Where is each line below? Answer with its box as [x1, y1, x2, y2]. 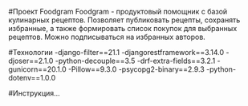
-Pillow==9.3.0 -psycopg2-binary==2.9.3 [67, 65, 205, 74]
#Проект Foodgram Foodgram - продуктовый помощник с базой [8, 7, 228, 16]
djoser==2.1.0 [8, 56, 54, 65]
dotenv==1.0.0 [8, 73, 56, 82]
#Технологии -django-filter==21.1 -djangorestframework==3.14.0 [8, 48, 225, 57]
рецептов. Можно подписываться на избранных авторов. [8, 32, 206, 41]
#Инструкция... [8, 88, 60, 98]
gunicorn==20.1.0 [8, 65, 67, 74]
